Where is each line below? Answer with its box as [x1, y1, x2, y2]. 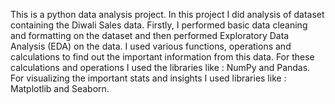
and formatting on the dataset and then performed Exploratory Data [10, 30, 290, 41]
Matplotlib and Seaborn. [10, 83, 110, 94]
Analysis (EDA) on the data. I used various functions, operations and [10, 40, 292, 52]
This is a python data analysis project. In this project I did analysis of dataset [10, 9, 325, 20]
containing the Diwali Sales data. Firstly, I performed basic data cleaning [10, 19, 308, 31]
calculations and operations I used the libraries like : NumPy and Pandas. [10, 62, 311, 73]
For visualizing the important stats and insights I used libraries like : [10, 72, 287, 84]
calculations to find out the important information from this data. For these [10, 51, 315, 63]
